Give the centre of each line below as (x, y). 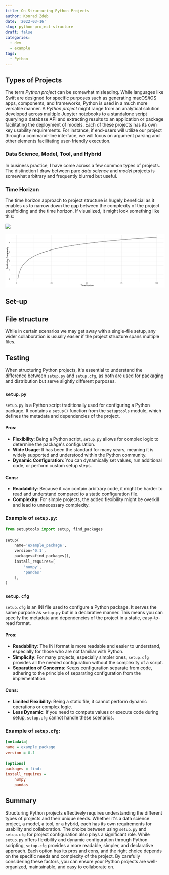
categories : (18, 38)
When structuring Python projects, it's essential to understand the (74, 370)
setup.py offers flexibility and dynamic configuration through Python (76, 840)
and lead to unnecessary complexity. (51, 505)
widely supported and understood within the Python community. (79, 455)
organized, (16, 867)
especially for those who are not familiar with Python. (68, 651)
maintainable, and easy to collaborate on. (72, 867)
